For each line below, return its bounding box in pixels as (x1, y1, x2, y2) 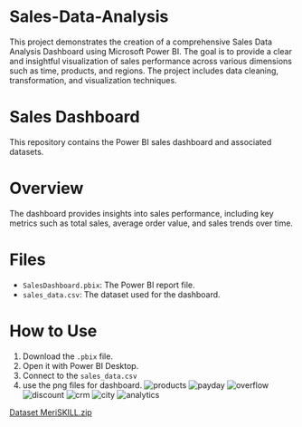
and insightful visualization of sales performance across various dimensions (9, 55, 292, 66)
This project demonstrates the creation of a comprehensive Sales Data (9, 36, 273, 47)
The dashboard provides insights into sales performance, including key (9, 208, 274, 218)
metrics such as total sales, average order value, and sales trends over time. (9, 218, 294, 228)
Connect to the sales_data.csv (22, 370, 137, 381)
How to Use (9, 320, 98, 341)
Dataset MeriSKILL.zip (9, 406, 92, 418)
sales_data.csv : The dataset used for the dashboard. (22, 288, 221, 300)
